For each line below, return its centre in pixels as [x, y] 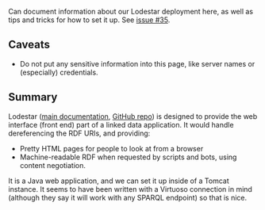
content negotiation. [52, 165]
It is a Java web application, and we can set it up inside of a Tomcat [119, 181]
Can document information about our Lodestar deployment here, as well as [131, 11]
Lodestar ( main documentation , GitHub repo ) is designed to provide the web [133, 116]
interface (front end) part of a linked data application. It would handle [121, 124]
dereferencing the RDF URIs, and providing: [79, 133]
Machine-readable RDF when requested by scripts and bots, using [128, 157]
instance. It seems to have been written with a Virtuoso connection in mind [130, 189]
